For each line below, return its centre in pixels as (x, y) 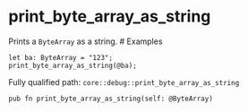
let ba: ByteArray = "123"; (61, 57)
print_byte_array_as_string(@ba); (73, 65)
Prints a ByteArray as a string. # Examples (86, 41)
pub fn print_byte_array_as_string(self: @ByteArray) (111, 99)
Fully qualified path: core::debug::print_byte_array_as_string (124, 82)
